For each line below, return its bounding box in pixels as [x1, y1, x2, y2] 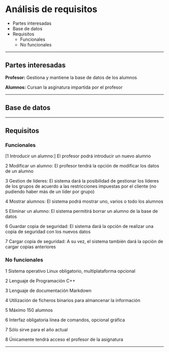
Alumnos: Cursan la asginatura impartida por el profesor [5, 84, 123, 90]
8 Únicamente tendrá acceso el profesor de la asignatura [5, 336, 123, 342]
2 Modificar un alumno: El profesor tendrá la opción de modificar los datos [5, 163, 159, 169]
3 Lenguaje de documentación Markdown [5, 287, 92, 294]
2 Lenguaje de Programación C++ [5, 277, 75, 283]
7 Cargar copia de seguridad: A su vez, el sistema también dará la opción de [5, 239, 163, 245]
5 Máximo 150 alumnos [5, 307, 53, 313]
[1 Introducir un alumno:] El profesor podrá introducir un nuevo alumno [5, 153, 151, 159]
